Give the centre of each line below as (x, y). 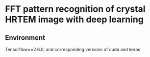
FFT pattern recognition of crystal (75, 9)
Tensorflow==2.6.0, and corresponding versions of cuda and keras (73, 49)
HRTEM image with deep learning (74, 19)
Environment (25, 38)
